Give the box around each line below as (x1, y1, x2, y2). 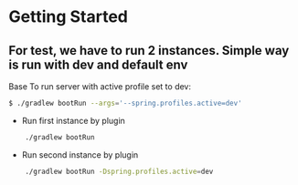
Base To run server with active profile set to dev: (8, 81, 191, 92)
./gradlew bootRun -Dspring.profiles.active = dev (25, 167, 214, 176)
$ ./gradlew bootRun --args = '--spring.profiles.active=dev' (8, 98, 243, 108)
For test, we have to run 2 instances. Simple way (8, 43, 290, 58)
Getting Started (8, 6, 129, 27)
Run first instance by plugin (21, 115, 125, 126)
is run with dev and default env (8, 57, 188, 72)
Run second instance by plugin (21, 149, 139, 160)
